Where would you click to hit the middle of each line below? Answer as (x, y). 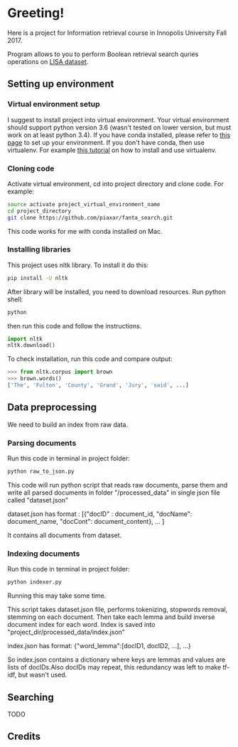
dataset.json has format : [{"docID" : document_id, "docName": (100, 514)
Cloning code (31, 168)
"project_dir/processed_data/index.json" (66, 632)
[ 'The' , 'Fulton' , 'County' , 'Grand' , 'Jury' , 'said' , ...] (98, 385)
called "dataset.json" (38, 500)
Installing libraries (39, 249)
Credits (24, 737)
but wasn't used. (43, 675)
